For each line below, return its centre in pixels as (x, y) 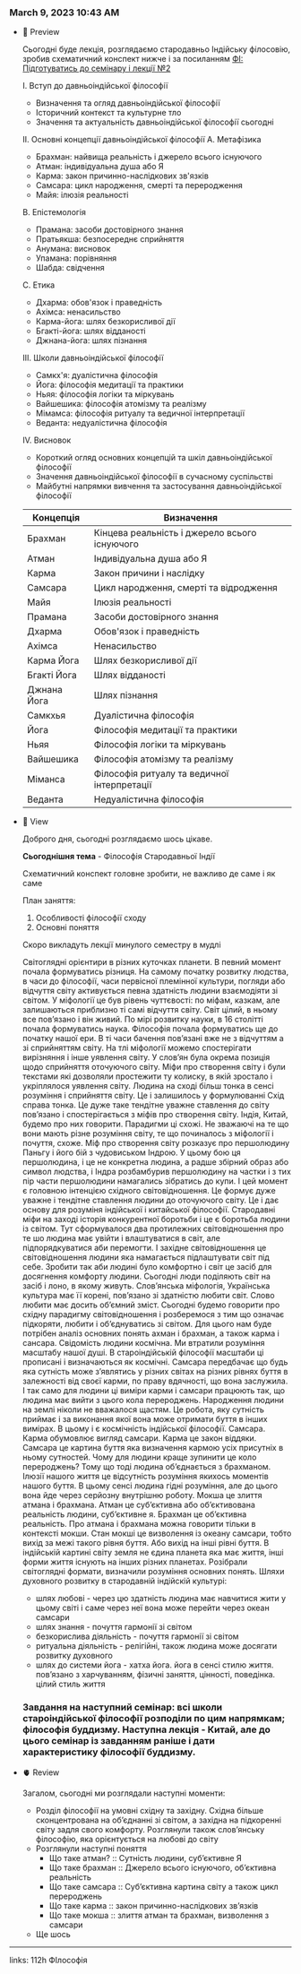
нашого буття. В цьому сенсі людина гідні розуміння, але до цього (150, 1486)
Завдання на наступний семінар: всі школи (122, 1707)
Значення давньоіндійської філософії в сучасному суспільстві (154, 477)
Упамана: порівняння (76, 258)
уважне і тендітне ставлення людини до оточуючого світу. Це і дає (150, 1200)
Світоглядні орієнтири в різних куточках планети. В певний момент (151, 962)
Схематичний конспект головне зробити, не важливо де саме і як (149, 874)
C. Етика (39, 285)
